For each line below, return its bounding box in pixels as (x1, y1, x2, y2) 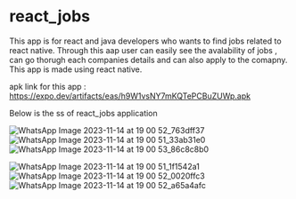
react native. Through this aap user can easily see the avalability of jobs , (9, 44, 278, 55)
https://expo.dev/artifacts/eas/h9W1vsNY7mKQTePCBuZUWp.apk (9, 91, 251, 101)
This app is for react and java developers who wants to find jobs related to (9, 36, 283, 46)
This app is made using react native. (9, 64, 143, 75)
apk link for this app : (9, 81, 86, 92)
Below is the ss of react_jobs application (9, 107, 158, 118)
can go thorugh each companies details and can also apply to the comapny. (9, 54, 288, 65)
